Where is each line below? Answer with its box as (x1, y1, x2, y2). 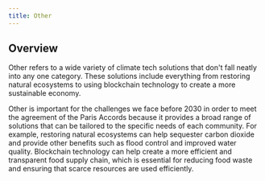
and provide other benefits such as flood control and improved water (8, 138, 237, 148)
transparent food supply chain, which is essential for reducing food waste (8, 155, 253, 165)
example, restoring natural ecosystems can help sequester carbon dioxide (8, 130, 255, 139)
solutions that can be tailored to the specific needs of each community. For (8, 121, 258, 131)
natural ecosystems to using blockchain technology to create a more (8, 80, 236, 89)
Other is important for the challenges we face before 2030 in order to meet (8, 104, 257, 113)
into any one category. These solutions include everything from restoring (8, 72, 251, 81)
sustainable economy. (8, 88, 81, 98)
